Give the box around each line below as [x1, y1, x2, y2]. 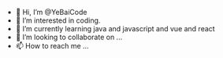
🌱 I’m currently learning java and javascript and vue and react [15, 24, 215, 33]
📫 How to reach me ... [15, 42, 89, 50]
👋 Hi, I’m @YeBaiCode [15, 8, 87, 16]
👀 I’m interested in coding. [15, 16, 101, 25]
